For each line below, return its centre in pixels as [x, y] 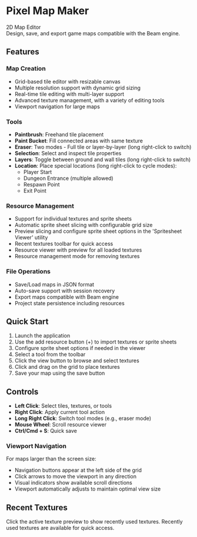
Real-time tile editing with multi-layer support [69, 94]
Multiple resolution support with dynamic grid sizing [78, 88]
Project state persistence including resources [69, 303]
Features [23, 52]
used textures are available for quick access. [60, 528]
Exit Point [35, 191]
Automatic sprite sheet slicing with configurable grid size [84, 225]
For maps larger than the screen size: [51, 459]
